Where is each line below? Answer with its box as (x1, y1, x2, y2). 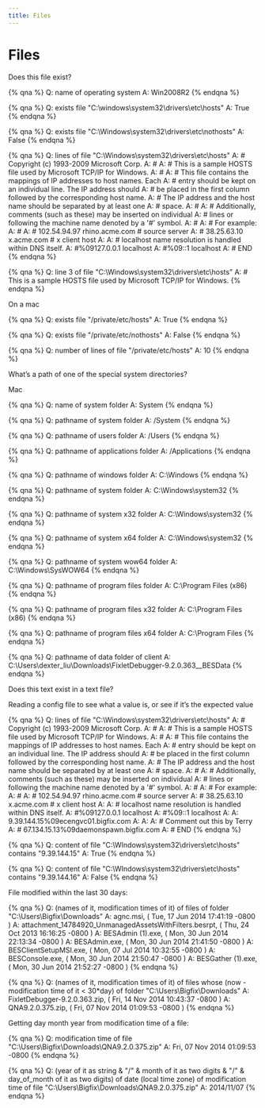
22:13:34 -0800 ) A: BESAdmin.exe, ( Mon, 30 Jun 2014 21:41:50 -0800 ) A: (8, 937, 254, 946)
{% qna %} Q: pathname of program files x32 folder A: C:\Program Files (8, 604, 243, 614)
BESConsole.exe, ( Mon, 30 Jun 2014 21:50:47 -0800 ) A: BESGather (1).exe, (8, 953, 258, 963)
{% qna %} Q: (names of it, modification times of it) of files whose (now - (8, 977, 247, 987)
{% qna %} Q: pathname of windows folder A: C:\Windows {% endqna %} (8, 470, 249, 479)
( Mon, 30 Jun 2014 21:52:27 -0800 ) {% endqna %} (8, 962, 179, 971)
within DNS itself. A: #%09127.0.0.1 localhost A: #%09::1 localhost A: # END (8, 243, 253, 252)
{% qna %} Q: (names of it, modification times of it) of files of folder (8, 902, 229, 913)
